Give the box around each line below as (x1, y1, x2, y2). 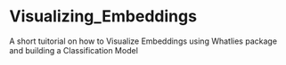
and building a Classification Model (9, 45, 138, 55)
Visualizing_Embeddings (9, 6, 198, 27)
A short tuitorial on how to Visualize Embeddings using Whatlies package (9, 36, 278, 46)
